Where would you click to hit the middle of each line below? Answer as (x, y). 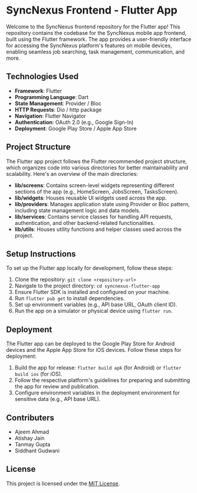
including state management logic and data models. (77, 210)
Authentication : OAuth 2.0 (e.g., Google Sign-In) (74, 122)
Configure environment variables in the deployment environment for (97, 393)
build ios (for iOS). (38, 374)
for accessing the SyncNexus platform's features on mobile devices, (89, 45)
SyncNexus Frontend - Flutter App (92, 10)
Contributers (30, 418)
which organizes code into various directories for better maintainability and (97, 167)
